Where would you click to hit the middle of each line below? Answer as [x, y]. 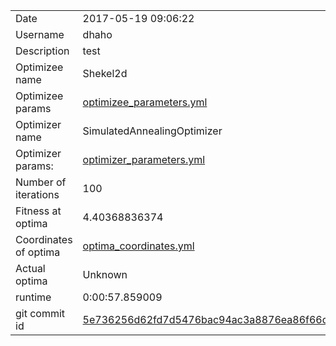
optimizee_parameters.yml [145, 102]
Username [40, 34]
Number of [41, 182]
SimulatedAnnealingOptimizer [152, 131]
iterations [37, 194]
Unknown [105, 274]
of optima [38, 252]
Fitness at [38, 211]
